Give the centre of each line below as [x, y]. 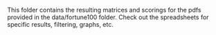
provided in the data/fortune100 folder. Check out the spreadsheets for [108, 17]
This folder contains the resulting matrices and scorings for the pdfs [105, 10]
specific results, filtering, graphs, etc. [61, 24]
